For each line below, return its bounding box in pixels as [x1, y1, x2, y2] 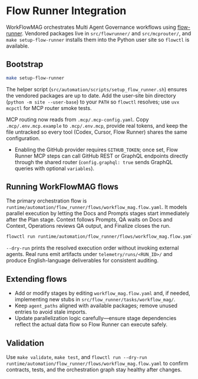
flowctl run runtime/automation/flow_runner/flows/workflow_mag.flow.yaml [6, 234, 194, 240]
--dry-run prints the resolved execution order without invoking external [6, 244, 179, 251]
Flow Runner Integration [6, 4, 127, 18]
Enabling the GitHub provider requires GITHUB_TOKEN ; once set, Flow [14, 146, 179, 153]
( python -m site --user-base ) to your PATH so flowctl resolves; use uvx [6, 98, 180, 105]
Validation [6, 338, 44, 348]
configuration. [6, 134, 40, 142]
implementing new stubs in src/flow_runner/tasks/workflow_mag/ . [14, 296, 176, 303]
